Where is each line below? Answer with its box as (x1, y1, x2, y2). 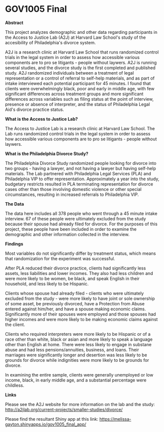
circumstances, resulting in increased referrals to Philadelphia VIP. (5, 191, 139, 197)
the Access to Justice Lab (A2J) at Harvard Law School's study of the (5, 34, 146, 40)
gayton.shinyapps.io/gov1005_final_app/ (5, 421, 87, 427)
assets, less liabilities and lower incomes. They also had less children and (5, 270, 153, 276)
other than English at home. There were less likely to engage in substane (5, 341, 152, 347)
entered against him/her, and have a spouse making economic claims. (5, 306, 146, 312)
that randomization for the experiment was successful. (5, 255, 116, 261)
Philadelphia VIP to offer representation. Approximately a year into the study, (5, 176, 160, 182)
